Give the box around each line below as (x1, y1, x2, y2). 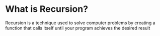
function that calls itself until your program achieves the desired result (5, 25, 150, 31)
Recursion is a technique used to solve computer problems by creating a (5, 20, 155, 26)
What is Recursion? (5, 3, 89, 15)
